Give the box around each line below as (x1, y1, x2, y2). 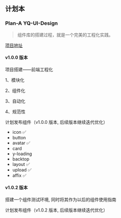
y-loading (12, 151, 32, 157)
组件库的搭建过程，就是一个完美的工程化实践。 (17, 32, 113, 38)
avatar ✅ (12, 140, 31, 146)
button (12, 134, 26, 140)
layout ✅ (12, 161, 30, 167)
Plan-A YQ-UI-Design (5, 20, 58, 27)
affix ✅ (12, 172, 27, 178)
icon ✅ (12, 129, 26, 135)
